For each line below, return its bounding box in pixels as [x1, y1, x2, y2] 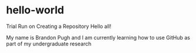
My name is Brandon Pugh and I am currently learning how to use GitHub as [6, 34, 190, 41]
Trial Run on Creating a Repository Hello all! [6, 23, 112, 30]
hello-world [6, 3, 65, 17]
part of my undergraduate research [6, 40, 92, 47]
